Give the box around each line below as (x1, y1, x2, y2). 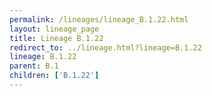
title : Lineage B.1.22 (9, 33, 104, 43)
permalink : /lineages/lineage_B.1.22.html (9, 14, 189, 25)
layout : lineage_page (9, 24, 100, 34)
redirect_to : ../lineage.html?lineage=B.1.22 (9, 42, 202, 53)
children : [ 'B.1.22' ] (9, 71, 100, 81)
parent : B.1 (9, 61, 59, 71)
